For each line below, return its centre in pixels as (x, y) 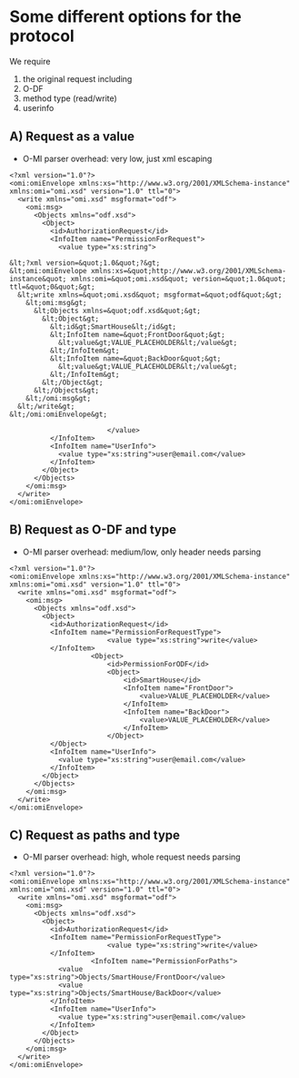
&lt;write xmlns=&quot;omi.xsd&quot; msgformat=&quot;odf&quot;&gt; (150, 295)
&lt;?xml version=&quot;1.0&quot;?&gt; (85, 263)
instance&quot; (38, 279)
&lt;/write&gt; (46, 406)
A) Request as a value (72, 137)
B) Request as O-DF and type (93, 530)
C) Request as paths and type (95, 835)
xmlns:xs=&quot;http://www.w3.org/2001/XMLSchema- (188, 270)
